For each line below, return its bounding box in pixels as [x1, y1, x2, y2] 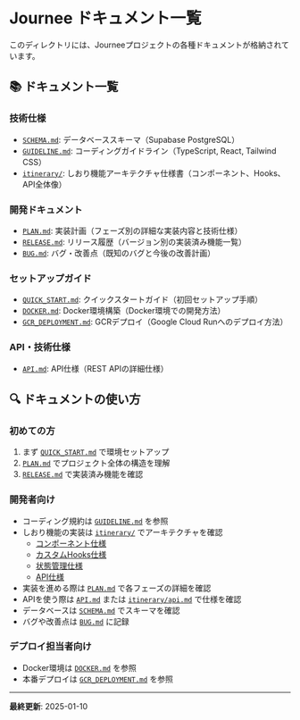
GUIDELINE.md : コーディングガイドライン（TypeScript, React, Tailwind [21, 145, 277, 156]
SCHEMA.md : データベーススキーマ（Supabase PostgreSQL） [21, 134, 239, 145]
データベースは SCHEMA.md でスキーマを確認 [21, 605, 180, 615]
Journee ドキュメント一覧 [9, 8, 202, 29]
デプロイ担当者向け [9, 640, 92, 653]
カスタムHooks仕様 [35, 548, 107, 559]
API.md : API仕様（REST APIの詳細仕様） [21, 363, 169, 373]
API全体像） [21, 179, 67, 189]
